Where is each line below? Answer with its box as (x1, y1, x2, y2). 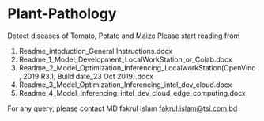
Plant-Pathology (7, 5, 117, 23)
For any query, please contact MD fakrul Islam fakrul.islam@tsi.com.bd (7, 104, 238, 113)
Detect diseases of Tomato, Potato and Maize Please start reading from (7, 31, 240, 40)
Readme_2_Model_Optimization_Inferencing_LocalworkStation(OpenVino (18, 62, 256, 72)
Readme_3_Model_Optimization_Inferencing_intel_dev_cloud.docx (18, 80, 232, 89)
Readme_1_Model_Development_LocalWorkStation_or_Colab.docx (18, 55, 232, 64)
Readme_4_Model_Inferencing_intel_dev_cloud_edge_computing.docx (18, 88, 247, 97)
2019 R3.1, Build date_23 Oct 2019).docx (22, 71, 153, 81)
